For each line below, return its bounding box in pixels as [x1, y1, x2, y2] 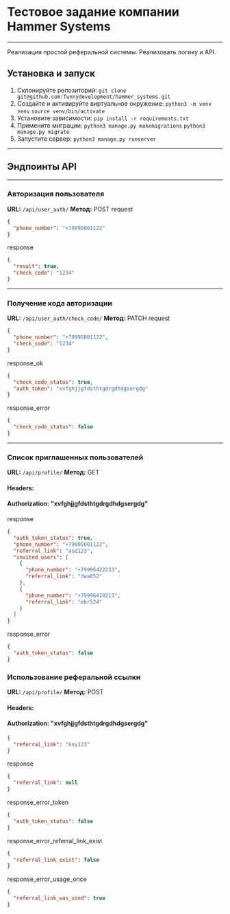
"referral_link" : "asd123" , [13, 547, 94, 554]
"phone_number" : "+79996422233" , [25, 567, 121, 573]
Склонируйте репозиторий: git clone [16, 86, 127, 94]
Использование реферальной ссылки [7, 672, 141, 682]
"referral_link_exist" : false [13, 856, 99, 863]
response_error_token [7, 798, 69, 807]
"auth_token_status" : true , [13, 534, 94, 541]
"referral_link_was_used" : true [13, 895, 106, 902]
